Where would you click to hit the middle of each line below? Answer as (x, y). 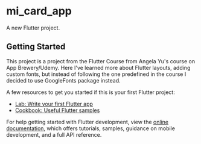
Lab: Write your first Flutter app (54, 104)
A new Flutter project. (33, 28)
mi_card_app (39, 11)
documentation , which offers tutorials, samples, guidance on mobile (91, 128)
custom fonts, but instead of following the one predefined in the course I (96, 74)
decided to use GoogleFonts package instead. (63, 80)
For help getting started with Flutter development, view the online (88, 122)
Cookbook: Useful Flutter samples (57, 110)
